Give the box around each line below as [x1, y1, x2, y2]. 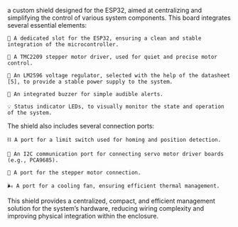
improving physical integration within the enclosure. [7, 212, 158, 220]
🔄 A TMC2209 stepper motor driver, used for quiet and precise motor [7, 53, 218, 60]
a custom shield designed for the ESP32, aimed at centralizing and [7, 6, 202, 14]
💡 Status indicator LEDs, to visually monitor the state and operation [7, 103, 225, 110]
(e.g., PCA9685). [7, 157, 59, 164]
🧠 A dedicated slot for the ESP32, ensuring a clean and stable [7, 35, 202, 42]
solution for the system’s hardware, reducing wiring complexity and [7, 204, 205, 212]
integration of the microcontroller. [7, 41, 119, 48]
